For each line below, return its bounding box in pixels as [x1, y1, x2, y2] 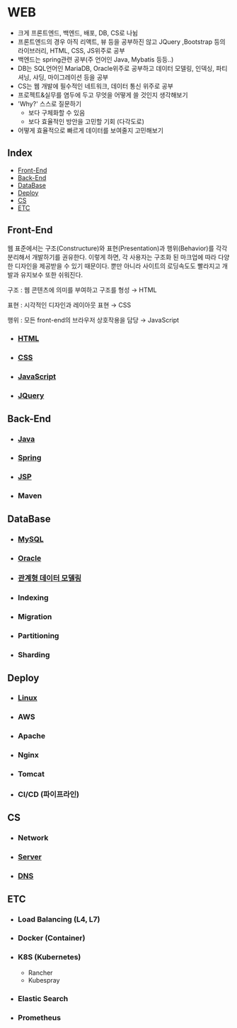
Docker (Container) [17, 933, 86, 943]
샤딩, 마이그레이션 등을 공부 [33, 72, 108, 82]
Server [17, 852, 42, 862]
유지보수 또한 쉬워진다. [20, 270, 83, 279]
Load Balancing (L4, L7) [17, 914, 100, 924]
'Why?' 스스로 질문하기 [17, 99, 82, 108]
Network [17, 833, 49, 843]
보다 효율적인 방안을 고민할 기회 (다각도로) [28, 117, 145, 125]
